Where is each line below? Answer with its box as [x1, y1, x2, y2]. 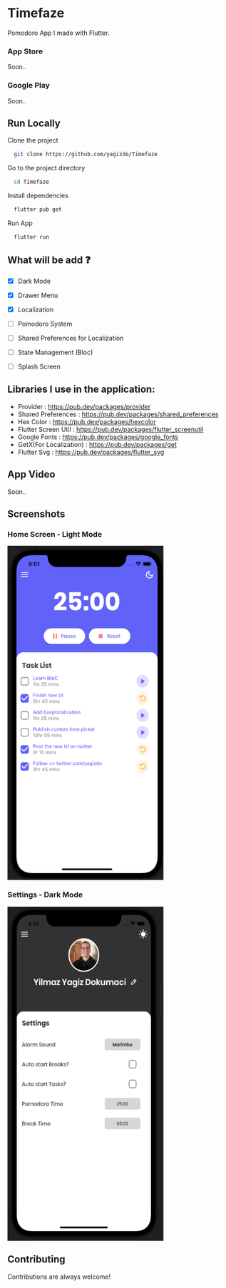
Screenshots [7, 508, 66, 520]
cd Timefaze [14, 178, 50, 186]
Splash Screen [17, 362, 61, 371]
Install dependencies [7, 191, 69, 200]
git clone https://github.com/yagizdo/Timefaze [14, 151, 158, 158]
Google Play [7, 81, 50, 91]
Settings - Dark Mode [7, 890, 83, 900]
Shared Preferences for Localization [17, 334, 124, 342]
